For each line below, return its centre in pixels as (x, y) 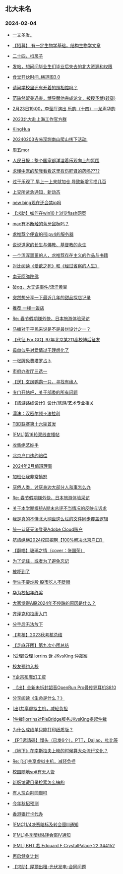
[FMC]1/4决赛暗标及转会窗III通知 (45, 824)
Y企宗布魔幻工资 (29, 677)
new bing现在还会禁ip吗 (37, 202)
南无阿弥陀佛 (25, 276)
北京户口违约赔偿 (30, 455)
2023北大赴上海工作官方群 (39, 119)
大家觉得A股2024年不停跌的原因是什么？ (54, 603)
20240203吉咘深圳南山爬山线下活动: (50, 139)
